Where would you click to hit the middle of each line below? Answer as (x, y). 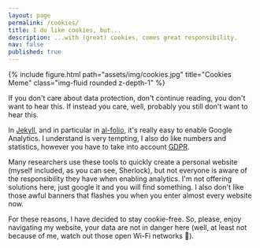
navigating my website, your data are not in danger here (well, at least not (128, 228)
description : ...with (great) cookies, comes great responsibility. (123, 37)
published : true (35, 52)
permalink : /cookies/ (44, 23)
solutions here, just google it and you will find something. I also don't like (126, 187)
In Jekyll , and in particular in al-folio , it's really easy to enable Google (120, 130)
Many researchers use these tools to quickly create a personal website (123, 162)
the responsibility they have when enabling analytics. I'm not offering (120, 179)
